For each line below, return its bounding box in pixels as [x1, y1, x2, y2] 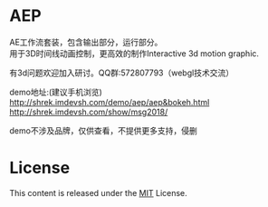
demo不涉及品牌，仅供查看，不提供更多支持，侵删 [9, 124, 197, 136]
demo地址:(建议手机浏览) [9, 86, 102, 97]
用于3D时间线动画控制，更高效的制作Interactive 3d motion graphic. [9, 47, 260, 59]
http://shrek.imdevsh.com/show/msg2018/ [9, 106, 168, 117]
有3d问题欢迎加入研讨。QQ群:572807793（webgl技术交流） [9, 67, 234, 78]
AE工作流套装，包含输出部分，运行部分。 [9, 36, 163, 47]
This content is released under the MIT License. [9, 187, 187, 198]
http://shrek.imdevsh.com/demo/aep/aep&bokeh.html [9, 96, 210, 107]
